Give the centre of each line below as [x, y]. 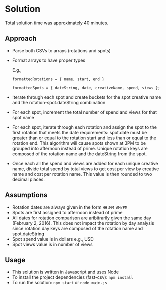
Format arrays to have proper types [49, 60]
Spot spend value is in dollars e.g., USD [53, 239]
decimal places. [28, 179]
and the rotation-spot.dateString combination [59, 102]
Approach [21, 39]
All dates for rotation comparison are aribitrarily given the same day [82, 218]
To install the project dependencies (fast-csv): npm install [73, 277]
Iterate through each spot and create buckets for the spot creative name [86, 97]
